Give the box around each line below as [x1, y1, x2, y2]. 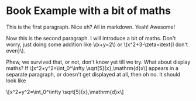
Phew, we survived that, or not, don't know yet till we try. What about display [6, 58, 191, 65]
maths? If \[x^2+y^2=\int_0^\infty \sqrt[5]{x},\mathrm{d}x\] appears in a [6, 64, 178, 71]
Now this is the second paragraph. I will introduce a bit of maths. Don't [6, 34, 176, 41]
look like [6, 77, 26, 84]
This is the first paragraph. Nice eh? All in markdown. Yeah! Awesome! [6, 23, 176, 30]
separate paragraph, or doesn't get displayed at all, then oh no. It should [6, 71, 180, 78]
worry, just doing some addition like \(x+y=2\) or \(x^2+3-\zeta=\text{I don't [6, 41, 188, 48]
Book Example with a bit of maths [6, 4, 171, 18]
